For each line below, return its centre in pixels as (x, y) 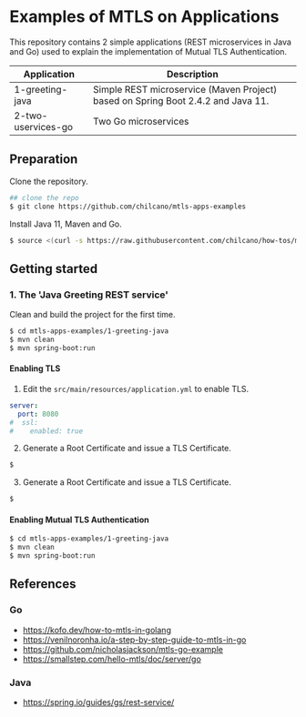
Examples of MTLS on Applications (144, 17)
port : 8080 (38, 414)
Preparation (44, 160)
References (43, 584)
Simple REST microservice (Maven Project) (185, 89)
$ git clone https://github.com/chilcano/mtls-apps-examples (128, 207)
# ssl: (24, 422)
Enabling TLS (35, 369)
